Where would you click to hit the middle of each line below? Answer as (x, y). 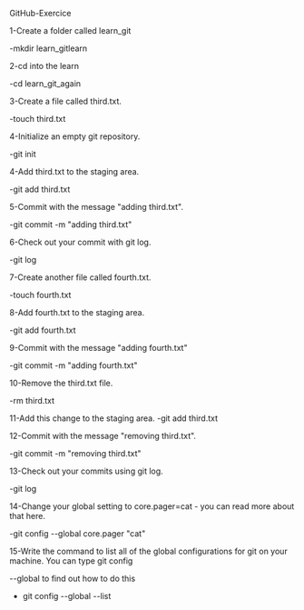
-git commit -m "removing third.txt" (76, 453)
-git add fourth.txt (43, 330)
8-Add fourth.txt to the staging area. (77, 312)
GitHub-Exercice (40, 13)
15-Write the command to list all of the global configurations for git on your (148, 551)
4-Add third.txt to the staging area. (74, 171)
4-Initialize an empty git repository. (75, 136)
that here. (27, 516)
